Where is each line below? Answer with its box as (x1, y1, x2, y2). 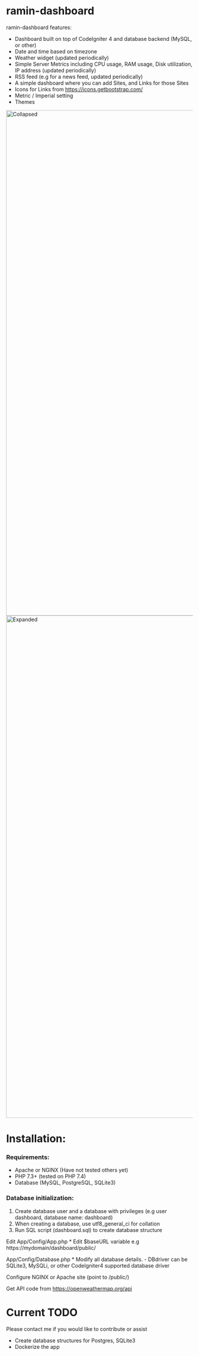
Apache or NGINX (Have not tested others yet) (14, 1167, 129, 1174)
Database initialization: (6, 1194, 74, 1202)
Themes (14, 98, 36, 105)
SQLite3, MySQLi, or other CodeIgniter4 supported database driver (6, 1262, 170, 1269)
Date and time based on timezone (14, 47, 98, 55)
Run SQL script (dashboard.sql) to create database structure (14, 1226, 163, 1233)
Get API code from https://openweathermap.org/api (6, 1285, 132, 1292)
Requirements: (6, 1153, 50, 1161)
